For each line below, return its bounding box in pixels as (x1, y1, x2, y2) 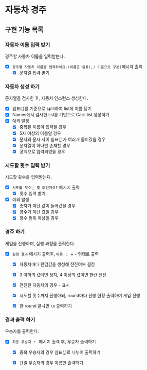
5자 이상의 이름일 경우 (19, 130, 61, 136)
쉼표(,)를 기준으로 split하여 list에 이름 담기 (12, 106, 92, 111)
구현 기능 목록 (5, 25, 44, 34)
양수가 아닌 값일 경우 (19, 209, 59, 215)
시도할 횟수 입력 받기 (5, 162, 50, 169)
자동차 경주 (5, 4, 47, 16)
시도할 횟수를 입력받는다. (5, 174, 52, 180)
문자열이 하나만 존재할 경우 (19, 142, 71, 148)
